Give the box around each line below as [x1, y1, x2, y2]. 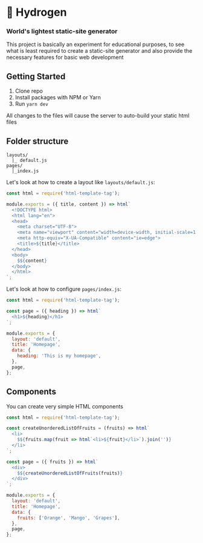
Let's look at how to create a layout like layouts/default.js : [6, 179, 155, 186]
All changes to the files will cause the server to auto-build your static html [6, 112, 190, 119]
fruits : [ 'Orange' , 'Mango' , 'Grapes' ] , [17, 515, 120, 521]
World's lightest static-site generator [6, 27, 118, 36]
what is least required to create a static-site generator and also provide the [6, 47, 193, 55]
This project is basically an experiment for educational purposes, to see [6, 41, 185, 48]
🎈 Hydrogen [6, 5, 67, 19]
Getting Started [6, 71, 66, 81]
